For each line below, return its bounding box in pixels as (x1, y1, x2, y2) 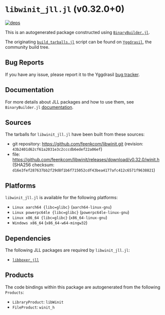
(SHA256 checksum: (12, 162, 55, 168)
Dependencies (5, 234, 51, 243)
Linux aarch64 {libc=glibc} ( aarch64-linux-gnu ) (12, 204, 112, 210)
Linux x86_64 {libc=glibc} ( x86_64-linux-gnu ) (12, 214, 107, 220)
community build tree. (5, 44, 50, 50)
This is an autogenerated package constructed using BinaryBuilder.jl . (5, 29, 150, 35)
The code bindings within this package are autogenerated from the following (5, 284, 161, 290)
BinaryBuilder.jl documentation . (5, 104, 74, 110)
